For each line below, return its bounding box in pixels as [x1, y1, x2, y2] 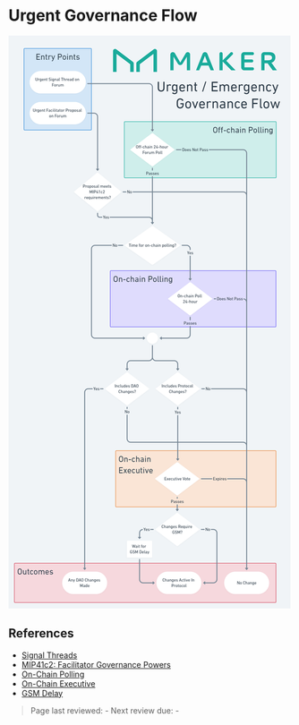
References [8, 626, 74, 641]
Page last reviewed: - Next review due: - [30, 704, 180, 716]
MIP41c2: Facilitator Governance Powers [21, 659, 171, 670]
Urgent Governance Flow [8, 5, 198, 26]
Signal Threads [21, 650, 78, 661]
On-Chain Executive [21, 678, 96, 689]
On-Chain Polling [21, 669, 85, 679]
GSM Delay [21, 687, 64, 698]
